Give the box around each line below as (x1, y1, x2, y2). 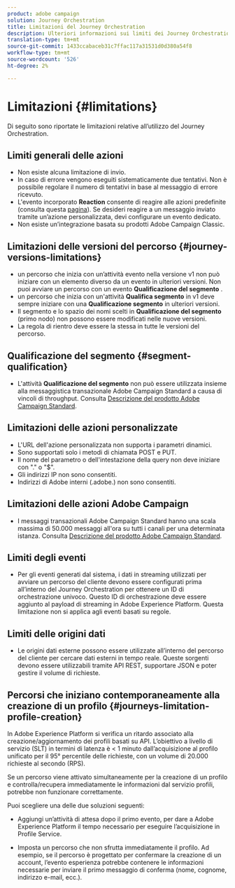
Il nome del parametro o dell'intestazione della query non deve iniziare (17, 455, 220, 464)
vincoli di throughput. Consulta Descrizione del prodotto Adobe (17, 394, 200, 403)
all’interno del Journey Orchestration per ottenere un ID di (17, 585, 184, 594)
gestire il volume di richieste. (17, 669, 101, 677)
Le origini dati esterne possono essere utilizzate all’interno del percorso (17, 646, 224, 655)
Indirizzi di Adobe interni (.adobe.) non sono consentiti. (17, 478, 176, 486)
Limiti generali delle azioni (7, 149, 124, 161)
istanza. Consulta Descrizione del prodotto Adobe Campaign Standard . (17, 532, 222, 540)
